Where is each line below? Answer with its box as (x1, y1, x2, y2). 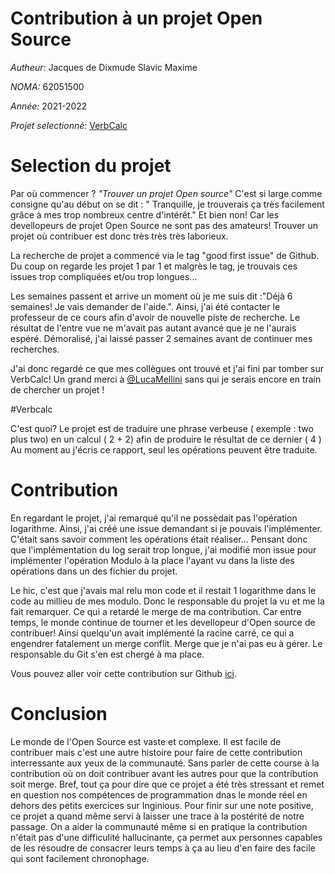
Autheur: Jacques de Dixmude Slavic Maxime (10, 61, 198, 73)
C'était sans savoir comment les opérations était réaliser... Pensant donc (10, 533, 308, 545)
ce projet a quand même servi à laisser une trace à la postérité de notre (10, 810, 305, 822)
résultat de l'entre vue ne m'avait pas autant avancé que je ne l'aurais (10, 322, 297, 334)
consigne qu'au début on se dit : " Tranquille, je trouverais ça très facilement (10, 198, 325, 210)
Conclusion (10, 703, 108, 725)
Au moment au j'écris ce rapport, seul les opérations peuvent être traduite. (10, 443, 318, 456)
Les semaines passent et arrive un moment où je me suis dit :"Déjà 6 (10, 290, 293, 302)
